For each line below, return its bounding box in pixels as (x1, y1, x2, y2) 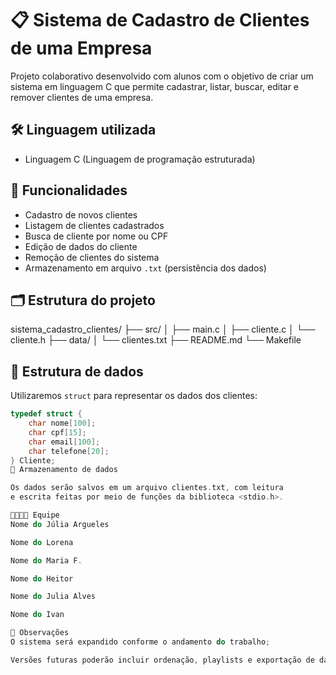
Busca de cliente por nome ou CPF (24, 230, 169, 242)
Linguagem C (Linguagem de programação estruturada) (24, 153, 256, 165)
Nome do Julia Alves (10, 592, 97, 602)
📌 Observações (10, 628, 70, 638)
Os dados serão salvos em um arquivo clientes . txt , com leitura (10, 483, 284, 493)
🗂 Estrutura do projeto (10, 292, 156, 309)
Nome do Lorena (10, 537, 74, 547)
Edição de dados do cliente (24, 240, 138, 252)
